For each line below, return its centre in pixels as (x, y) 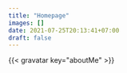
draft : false (30, 38)
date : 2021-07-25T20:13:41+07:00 (64, 30)
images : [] (26, 23)
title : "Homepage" (39, 15)
